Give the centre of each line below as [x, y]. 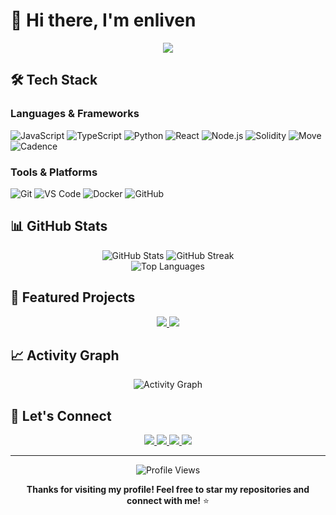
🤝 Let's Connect [61, 415]
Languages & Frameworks [75, 114]
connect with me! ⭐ [168, 501]
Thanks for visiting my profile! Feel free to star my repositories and [168, 490]
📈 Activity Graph [65, 355]
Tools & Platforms [54, 172]
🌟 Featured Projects [73, 297]
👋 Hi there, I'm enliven [103, 20]
